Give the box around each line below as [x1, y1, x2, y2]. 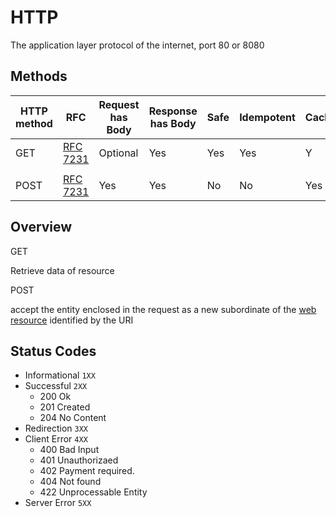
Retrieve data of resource [10, 264, 115, 276]
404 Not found [39, 476, 102, 488]
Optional [98, 146, 139, 160]
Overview [10, 219, 73, 236]
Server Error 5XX [24, 497, 92, 509]
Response [148, 104, 198, 118]
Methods [10, 68, 68, 85]
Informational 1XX [24, 369, 96, 381]
